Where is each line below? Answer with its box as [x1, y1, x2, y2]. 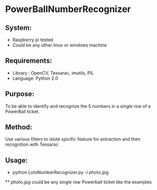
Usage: [5, 156, 28, 164]
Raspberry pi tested [12, 37, 53, 43]
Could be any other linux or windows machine [12, 42, 107, 48]
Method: [5, 123, 32, 131]
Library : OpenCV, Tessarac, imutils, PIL [12, 70, 94, 76]
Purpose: [5, 90, 34, 98]
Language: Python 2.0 [12, 75, 58, 81]
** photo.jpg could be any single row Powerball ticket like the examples [5, 179, 152, 185]
